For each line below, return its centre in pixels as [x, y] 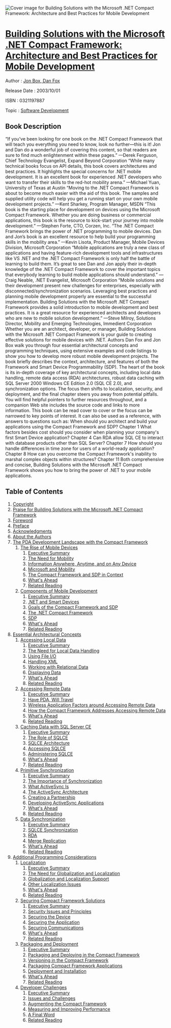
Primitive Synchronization [47, 770]
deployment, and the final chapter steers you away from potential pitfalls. [82, 394]
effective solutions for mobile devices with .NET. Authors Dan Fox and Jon [83, 339]
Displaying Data [44, 672]
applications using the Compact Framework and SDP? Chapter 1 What [78, 426]
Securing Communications [56, 927]
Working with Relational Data [58, 667]
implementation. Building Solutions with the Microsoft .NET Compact [77, 302]
